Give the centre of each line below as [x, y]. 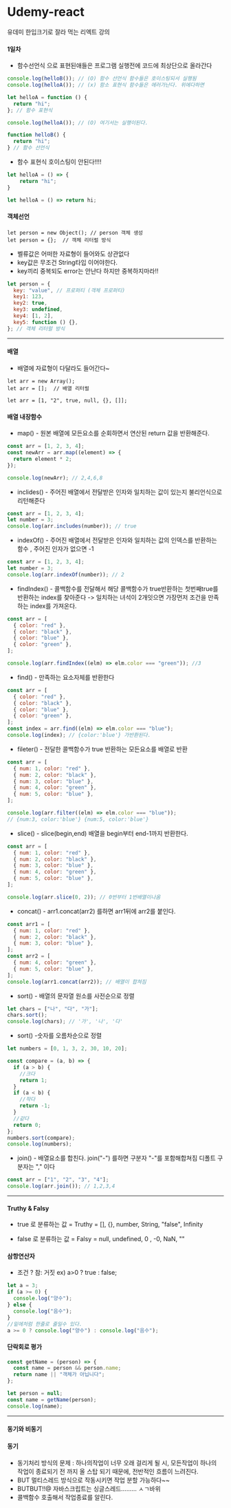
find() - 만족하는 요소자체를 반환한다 [66, 677]
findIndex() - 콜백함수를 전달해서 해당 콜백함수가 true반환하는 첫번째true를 [118, 588]
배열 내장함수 [25, 416]
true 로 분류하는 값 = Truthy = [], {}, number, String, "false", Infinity [110, 1225]
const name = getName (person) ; [52, 1400]
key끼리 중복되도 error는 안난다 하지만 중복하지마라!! [88, 271]
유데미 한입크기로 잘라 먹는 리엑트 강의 [58, 32]
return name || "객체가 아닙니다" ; [59, 1375]
